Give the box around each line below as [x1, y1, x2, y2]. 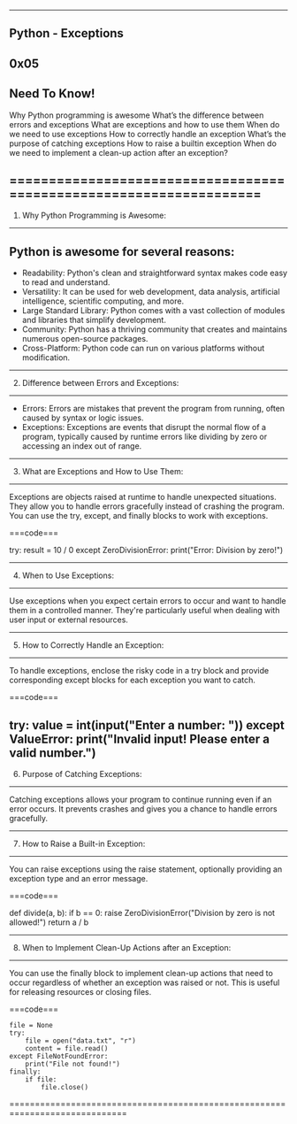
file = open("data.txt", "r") [25, 1036, 137, 1045]
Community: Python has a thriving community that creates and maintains [21, 324, 287, 335]
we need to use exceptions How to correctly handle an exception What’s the [9, 128, 286, 139]
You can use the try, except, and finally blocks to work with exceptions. [9, 511, 269, 521]
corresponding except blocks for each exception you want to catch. [9, 674, 256, 686]
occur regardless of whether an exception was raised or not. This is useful [9, 977, 280, 988]
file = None [9, 1021, 53, 1030]
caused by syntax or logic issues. [21, 412, 144, 423]
